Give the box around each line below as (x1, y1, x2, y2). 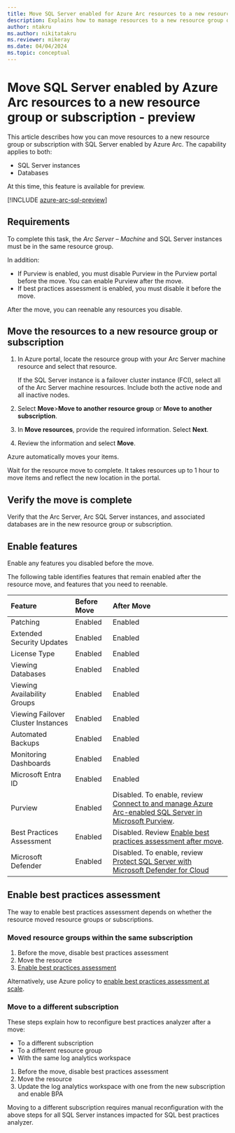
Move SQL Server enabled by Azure (7, 80, 218, 95)
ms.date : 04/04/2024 (7, 43, 68, 50)
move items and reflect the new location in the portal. (7, 474, 161, 482)
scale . (7, 984, 24, 993)
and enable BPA (17, 1090, 64, 1098)
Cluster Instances (10, 718, 69, 728)
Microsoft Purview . (113, 816, 175, 826)
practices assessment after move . (113, 836, 224, 846)
